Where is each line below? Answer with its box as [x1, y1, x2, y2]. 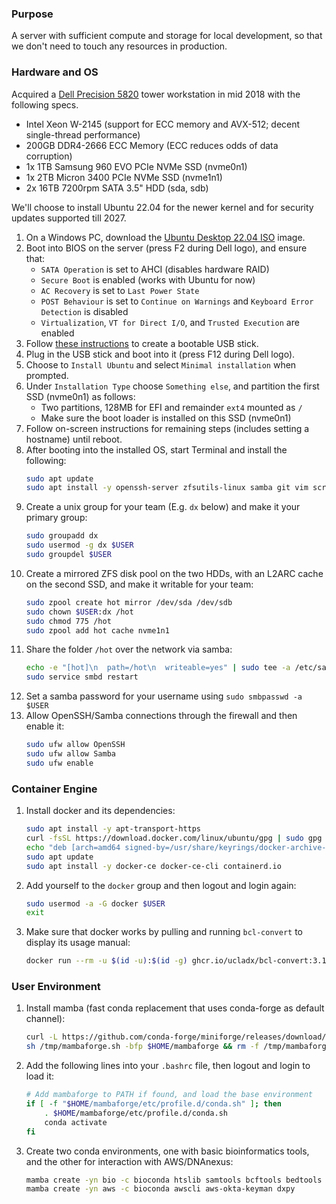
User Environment [11, 980, 101, 994]
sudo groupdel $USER [25, 550, 112, 560]
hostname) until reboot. [25, 433, 123, 445]
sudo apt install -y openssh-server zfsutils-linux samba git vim [25, 483, 309, 493]
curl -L [25, 1032, 58, 1042]
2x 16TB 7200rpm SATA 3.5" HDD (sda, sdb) [25, 182, 209, 194]
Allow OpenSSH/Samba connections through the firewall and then [25, 710, 298, 722]
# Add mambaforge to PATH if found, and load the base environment [25, 1090, 313, 1100]
